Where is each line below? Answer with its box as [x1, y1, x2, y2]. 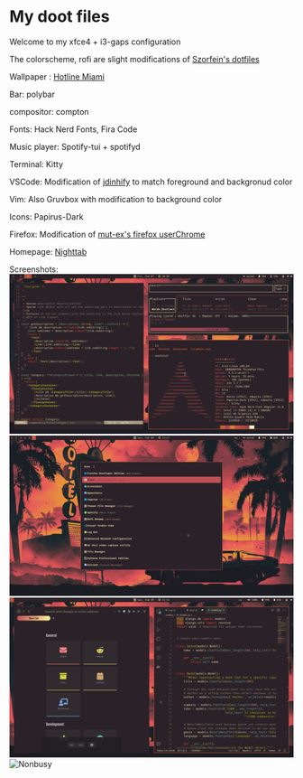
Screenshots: [9, 264, 59, 275]
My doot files [9, 6, 110, 27]
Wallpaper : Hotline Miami [9, 70, 106, 82]
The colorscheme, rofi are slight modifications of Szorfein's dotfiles [9, 53, 260, 64]
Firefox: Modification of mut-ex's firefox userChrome [9, 229, 206, 239]
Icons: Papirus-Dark [9, 211, 84, 222]
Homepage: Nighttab [9, 246, 87, 257]
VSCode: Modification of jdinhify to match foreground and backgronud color [9, 176, 293, 187]
